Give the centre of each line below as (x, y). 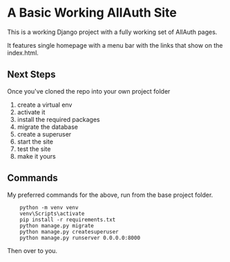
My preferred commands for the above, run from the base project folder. (110, 195)
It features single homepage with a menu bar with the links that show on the (115, 45)
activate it (31, 112)
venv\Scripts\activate (52, 213)
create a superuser (44, 134)
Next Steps (31, 75)
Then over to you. (32, 250)
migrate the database (47, 127)
